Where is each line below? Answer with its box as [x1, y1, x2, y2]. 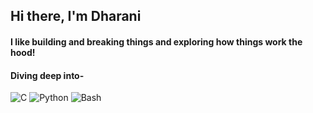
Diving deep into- [10, 69, 85, 81]
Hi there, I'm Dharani [10, 8, 142, 25]
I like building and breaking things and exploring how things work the [10, 35, 303, 48]
